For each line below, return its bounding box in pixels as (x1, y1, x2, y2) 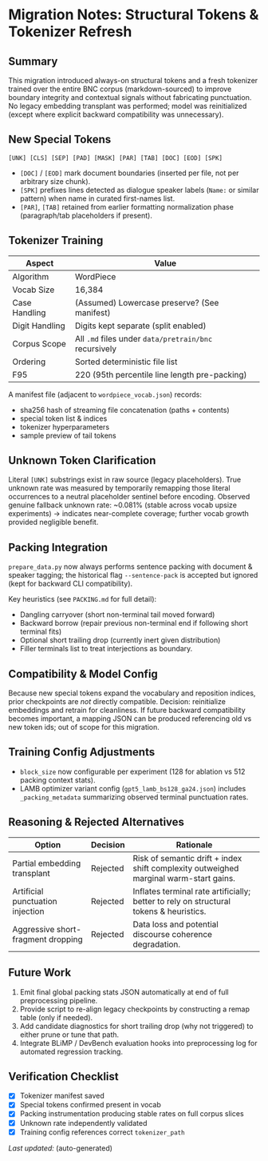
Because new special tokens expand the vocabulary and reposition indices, (8, 688, 256, 698)
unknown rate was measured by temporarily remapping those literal (8, 483, 231, 493)
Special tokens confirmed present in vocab (19, 1100, 161, 1110)
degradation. (132, 939, 181, 950)
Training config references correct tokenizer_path (19, 1127, 185, 1137)
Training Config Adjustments (8, 746, 156, 759)
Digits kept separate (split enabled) (74, 320, 207, 331)
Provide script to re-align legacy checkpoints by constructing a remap (19, 1004, 250, 1014)
